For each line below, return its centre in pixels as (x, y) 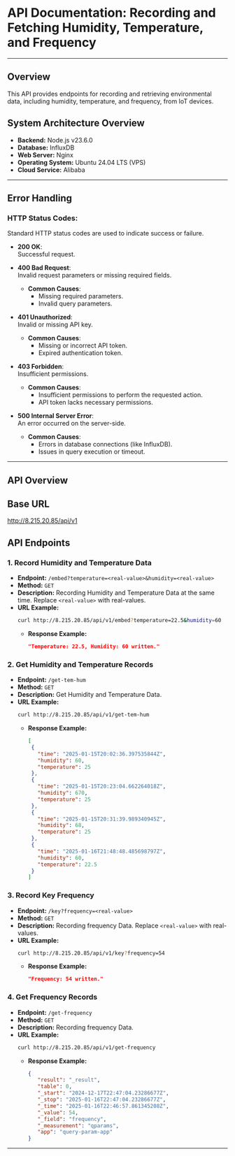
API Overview (38, 480)
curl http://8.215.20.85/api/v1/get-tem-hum (83, 715)
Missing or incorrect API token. (83, 346)
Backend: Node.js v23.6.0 (55, 140)
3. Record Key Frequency (51, 895)
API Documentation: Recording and (112, 13)
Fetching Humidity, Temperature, (105, 28)
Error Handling (40, 198)
